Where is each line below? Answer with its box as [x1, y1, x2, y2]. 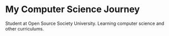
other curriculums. [5, 25, 44, 31]
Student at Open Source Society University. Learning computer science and [5, 20, 164, 26]
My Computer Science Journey [5, 4, 140, 15]
